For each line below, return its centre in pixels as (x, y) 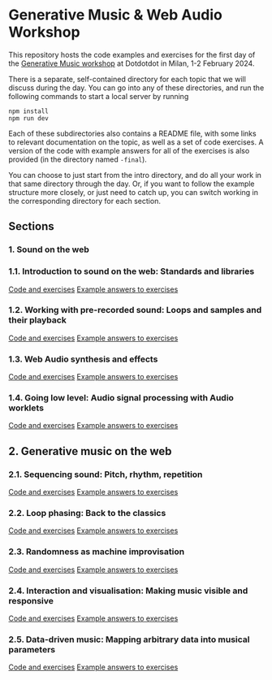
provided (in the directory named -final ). (78, 159)
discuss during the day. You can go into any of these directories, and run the (136, 88)
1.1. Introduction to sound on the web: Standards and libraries (132, 271)
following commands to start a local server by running (99, 96)
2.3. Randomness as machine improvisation (97, 552)
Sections (31, 226)
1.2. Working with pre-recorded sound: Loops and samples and (135, 310)
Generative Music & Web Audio (116, 15)
